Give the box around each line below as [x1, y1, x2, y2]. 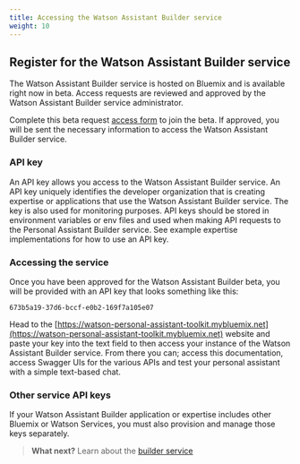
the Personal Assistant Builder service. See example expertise [9, 224, 238, 235]
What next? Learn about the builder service [30, 445, 194, 457]
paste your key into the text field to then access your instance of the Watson [9, 338, 291, 348]
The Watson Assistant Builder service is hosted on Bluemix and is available [9, 78, 286, 90]
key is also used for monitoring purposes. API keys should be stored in [9, 205, 270, 216]
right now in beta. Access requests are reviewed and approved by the [9, 88, 266, 99]
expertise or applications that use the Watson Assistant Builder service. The [9, 195, 289, 206]
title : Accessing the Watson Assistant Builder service [9, 13, 222, 22]
